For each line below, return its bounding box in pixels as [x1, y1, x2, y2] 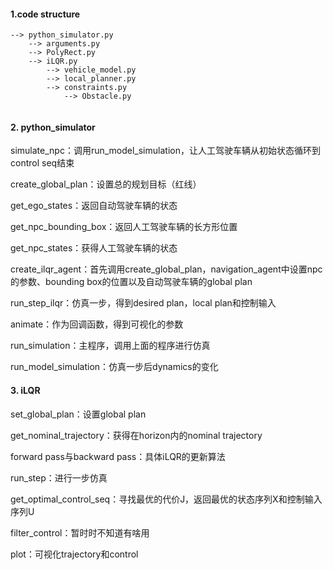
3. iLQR [10, 385, 41, 396]
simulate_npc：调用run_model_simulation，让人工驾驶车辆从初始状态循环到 [10, 145, 321, 157]
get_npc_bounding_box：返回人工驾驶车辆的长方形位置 [10, 221, 238, 233]
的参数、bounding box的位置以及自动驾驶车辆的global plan [10, 276, 253, 288]
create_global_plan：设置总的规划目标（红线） [10, 178, 202, 190]
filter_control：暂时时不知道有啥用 [10, 526, 150, 539]
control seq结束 [10, 157, 75, 169]
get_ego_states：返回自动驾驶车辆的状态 [10, 200, 178, 212]
